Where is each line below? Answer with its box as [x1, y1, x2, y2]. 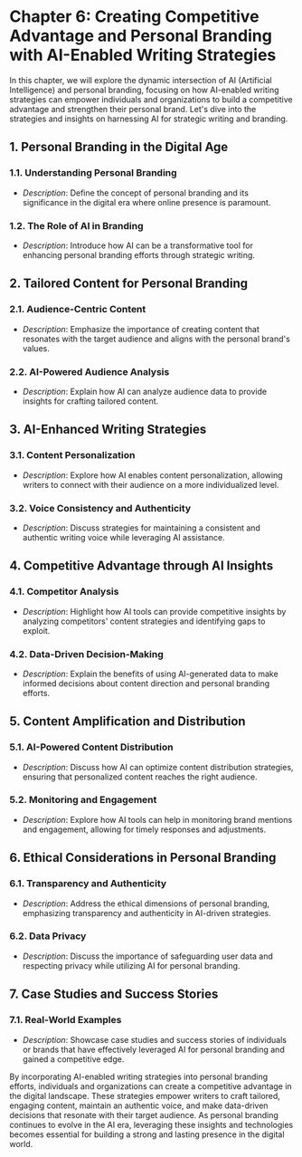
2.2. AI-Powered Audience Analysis [9, 365, 170, 378]
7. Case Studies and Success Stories [9, 987, 219, 1002]
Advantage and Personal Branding [9, 25, 273, 46]
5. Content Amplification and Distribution [9, 713, 246, 730]
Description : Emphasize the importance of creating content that [22, 323, 260, 334]
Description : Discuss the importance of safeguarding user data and [22, 951, 274, 961]
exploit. [22, 625, 51, 636]
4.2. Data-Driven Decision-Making [9, 647, 165, 660]
